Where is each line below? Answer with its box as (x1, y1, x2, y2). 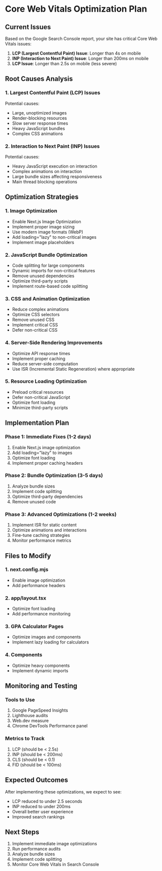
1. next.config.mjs (5, 566, 49, 573)
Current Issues (5, 23, 51, 31)
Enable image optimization (12, 577, 66, 583)
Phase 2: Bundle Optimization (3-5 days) (5, 472, 103, 479)
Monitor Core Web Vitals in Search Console (12, 861, 99, 868)
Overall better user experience (12, 809, 73, 814)
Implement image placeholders (12, 239, 74, 245)
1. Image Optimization (5, 208, 57, 214)
